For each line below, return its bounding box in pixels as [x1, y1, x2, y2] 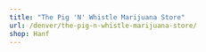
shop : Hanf [9, 29, 50, 38]
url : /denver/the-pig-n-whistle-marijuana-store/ [9, 21, 198, 30]
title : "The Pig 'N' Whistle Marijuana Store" [9, 12, 185, 22]
